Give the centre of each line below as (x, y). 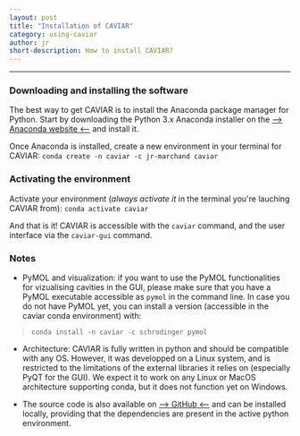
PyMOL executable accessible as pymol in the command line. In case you (156, 297)
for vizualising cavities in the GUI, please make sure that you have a (146, 287)
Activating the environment (70, 179)
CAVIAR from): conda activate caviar (79, 208)
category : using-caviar (54, 34)
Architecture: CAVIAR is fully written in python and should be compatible (155, 349)
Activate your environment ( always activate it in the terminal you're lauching (150, 199)
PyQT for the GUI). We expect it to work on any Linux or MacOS (139, 378)
